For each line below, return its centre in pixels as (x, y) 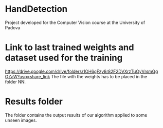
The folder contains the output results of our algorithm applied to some (76, 115)
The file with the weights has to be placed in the (99, 76)
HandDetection (36, 9)
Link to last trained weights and (70, 48)
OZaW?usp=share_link (27, 76)
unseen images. (21, 120)
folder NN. (15, 82)
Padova (13, 27)
